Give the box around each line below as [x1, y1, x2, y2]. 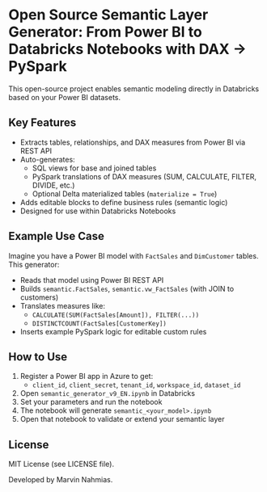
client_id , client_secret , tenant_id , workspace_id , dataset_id [32, 380, 241, 389]
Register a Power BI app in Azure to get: [19, 372, 154, 381]
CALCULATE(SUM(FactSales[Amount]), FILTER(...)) [32, 311, 200, 319]
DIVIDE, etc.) [32, 180, 75, 190]
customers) [19, 292, 59, 302]
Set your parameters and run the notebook [19, 397, 163, 407]
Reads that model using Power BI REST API [19, 275, 164, 284]
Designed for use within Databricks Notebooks [19, 206, 176, 216]
